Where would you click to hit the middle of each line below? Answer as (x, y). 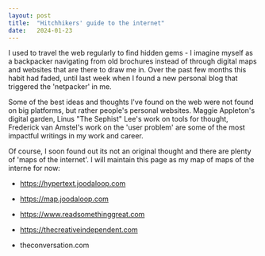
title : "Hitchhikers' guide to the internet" (86, 23)
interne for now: (35, 169)
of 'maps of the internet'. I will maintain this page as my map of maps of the (131, 160)
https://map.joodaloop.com (64, 199)
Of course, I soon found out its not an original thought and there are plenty (130, 151)
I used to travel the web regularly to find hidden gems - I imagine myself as (131, 53)
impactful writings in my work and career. (76, 136)
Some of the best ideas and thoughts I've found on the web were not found (131, 102)
